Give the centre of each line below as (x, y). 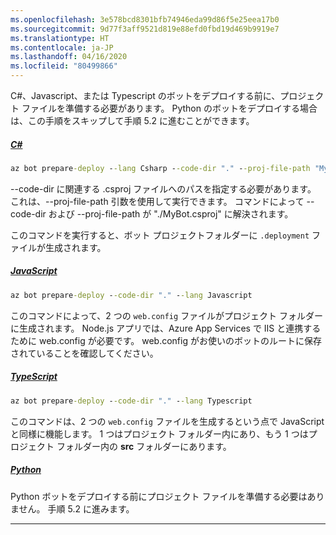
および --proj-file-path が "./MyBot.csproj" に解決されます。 (171, 213)
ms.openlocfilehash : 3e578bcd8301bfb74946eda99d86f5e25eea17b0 (145, 19)
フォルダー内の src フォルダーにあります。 (144, 446)
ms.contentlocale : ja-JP (62, 47)
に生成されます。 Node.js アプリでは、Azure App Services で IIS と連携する (166, 328)
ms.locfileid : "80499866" (64, 66)
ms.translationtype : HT (60, 38)
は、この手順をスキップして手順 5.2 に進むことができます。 (132, 120)
